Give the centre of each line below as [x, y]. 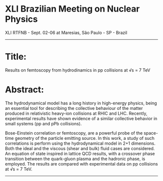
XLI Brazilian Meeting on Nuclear [72, 9]
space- [151, 133]
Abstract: [24, 90]
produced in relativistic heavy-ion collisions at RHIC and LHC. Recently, [76, 113]
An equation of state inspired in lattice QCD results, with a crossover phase [80, 153]
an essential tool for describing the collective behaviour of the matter [74, 108]
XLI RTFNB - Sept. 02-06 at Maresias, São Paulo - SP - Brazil [66, 32]
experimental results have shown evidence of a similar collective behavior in [81, 118]
